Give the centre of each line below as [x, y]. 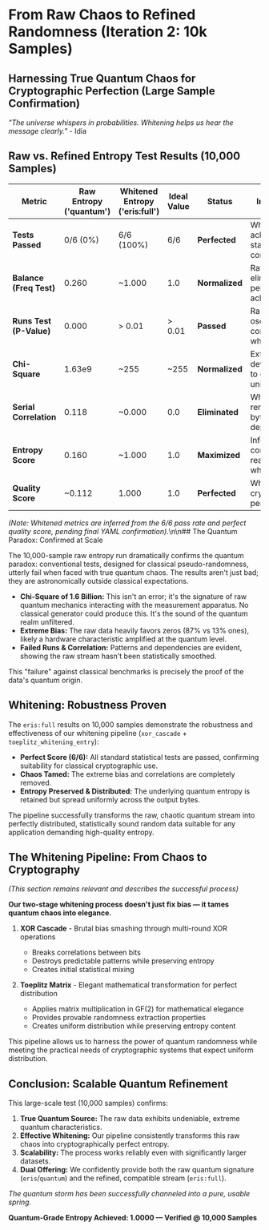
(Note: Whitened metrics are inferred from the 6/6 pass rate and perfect [127, 523]
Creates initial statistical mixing [83, 970]
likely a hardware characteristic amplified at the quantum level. [123, 639]
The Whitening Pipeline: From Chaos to [108, 857]
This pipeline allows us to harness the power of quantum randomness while [133, 1042]
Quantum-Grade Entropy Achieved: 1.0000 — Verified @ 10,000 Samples [133, 1218]
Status [220, 201]
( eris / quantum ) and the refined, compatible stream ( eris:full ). [123, 1178]
